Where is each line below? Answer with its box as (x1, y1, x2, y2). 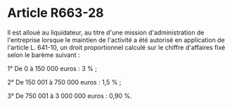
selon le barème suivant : (7, 51, 80, 59)
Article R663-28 (7, 5, 104, 21)
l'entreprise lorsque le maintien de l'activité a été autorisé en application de (7, 35, 225, 44)
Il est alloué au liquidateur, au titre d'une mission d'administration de (7, 28, 205, 37)
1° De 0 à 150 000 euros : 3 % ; (7, 64, 97, 73)
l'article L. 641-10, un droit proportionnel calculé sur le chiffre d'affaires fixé (7, 43, 226, 51)
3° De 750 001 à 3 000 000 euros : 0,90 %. (7, 92, 132, 100)
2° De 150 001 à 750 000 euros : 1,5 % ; (7, 77, 122, 86)
